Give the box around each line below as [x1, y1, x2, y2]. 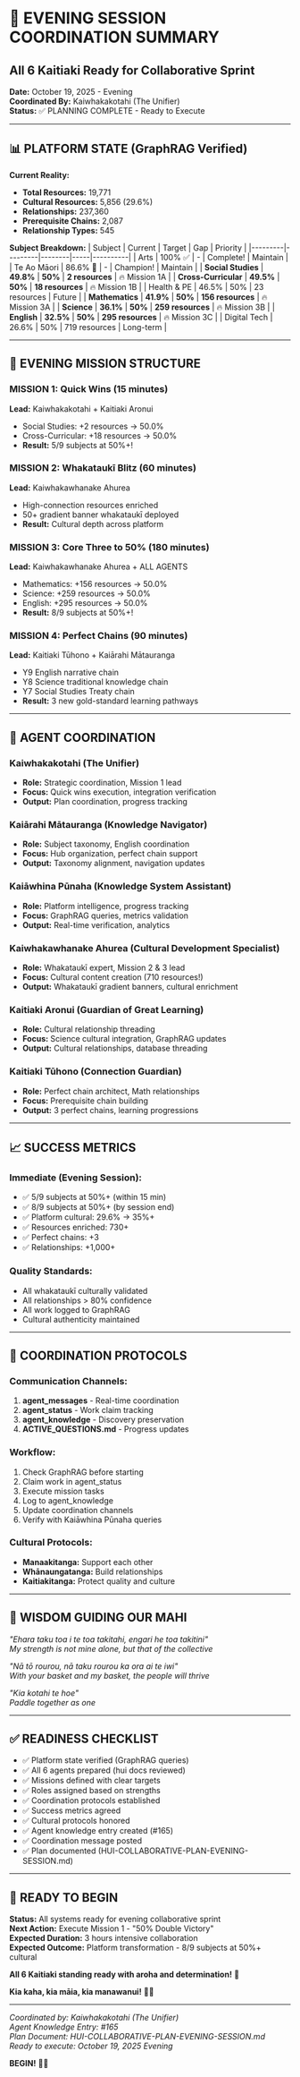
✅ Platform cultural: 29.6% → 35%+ [21, 1212, 155, 1222]
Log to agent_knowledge [21, 1494, 114, 1506]
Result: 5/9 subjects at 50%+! [21, 439, 134, 450]
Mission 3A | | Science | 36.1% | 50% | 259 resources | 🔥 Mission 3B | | [9, 302, 275, 312]
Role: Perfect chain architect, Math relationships [21, 1085, 200, 1096]
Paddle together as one [9, 1697, 96, 1707]
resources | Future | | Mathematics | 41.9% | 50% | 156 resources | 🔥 [9, 291, 268, 302]
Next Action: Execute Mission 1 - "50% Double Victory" [9, 1923, 214, 1934]
